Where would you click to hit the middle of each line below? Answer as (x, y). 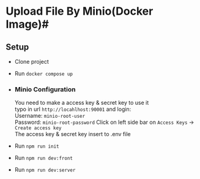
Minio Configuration (45, 89)
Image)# (28, 24)
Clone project (32, 62)
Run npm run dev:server (45, 170)
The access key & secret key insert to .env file (72, 134)
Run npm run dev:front (43, 158)
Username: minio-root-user (50, 116)
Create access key (38, 128)
